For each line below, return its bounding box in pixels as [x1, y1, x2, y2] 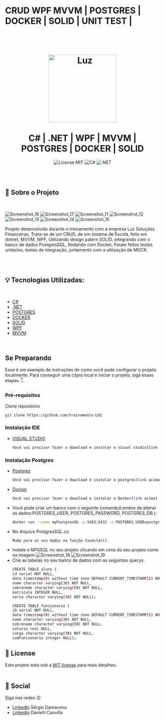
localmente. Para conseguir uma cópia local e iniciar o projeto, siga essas [5, 372, 154, 378]
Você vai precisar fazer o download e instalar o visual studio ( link [12, 445, 158, 450]
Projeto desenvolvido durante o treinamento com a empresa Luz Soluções [5, 226, 155, 232]
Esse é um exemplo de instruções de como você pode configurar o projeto [5, 367, 157, 373]
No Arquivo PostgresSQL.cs [12, 528, 69, 535]
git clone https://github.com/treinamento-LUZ [5, 412, 102, 418]
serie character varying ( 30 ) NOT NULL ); [12, 594, 96, 599]
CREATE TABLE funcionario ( [12, 603, 70, 609]
